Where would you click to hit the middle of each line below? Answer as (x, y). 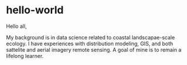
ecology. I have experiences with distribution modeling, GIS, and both (90, 44)
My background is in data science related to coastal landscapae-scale (91, 37)
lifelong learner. (25, 56)
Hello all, (17, 26)
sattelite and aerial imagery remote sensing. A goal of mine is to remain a (94, 49)
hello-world (35, 10)
